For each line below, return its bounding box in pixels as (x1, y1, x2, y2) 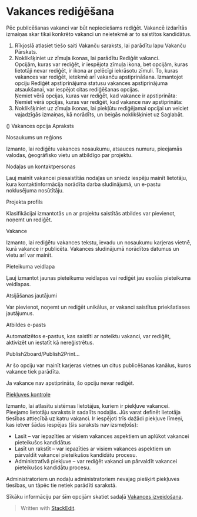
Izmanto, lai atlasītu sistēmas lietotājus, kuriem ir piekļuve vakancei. (6, 402, 170, 409)
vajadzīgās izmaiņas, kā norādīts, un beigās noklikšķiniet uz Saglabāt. (14, 111, 184, 118)
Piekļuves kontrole (6, 391, 51, 398)
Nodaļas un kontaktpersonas (6, 163, 76, 170)
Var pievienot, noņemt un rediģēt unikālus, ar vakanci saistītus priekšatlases (6, 303, 190, 310)
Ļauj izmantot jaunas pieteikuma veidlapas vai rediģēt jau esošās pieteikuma (6, 274, 191, 282)
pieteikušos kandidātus (14, 439, 71, 446)
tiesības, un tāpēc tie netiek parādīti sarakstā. (6, 482, 117, 489)
